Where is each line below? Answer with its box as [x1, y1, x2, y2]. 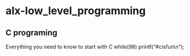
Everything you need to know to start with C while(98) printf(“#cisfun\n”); [5, 43, 185, 50]
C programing [5, 28, 57, 38]
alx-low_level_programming [5, 4, 146, 18]
